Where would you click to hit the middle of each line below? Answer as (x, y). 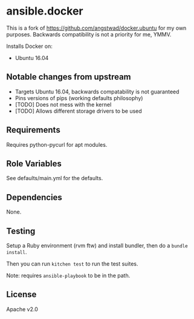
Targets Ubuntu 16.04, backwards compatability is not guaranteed (97, 92)
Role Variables (34, 163)
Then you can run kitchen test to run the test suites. (72, 264)
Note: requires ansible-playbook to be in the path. (68, 275)
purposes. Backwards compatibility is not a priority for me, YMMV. (89, 34)
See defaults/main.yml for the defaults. (55, 178)
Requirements (33, 130)
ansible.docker (45, 11)
